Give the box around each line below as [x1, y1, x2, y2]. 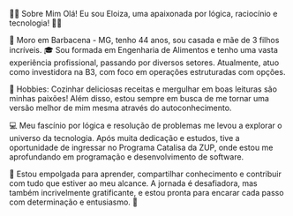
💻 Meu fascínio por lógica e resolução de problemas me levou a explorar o [9, 120, 282, 130]
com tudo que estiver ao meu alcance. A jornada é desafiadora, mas [9, 178, 258, 189]
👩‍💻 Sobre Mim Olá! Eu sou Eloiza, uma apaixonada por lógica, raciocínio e [9, 9, 278, 19]
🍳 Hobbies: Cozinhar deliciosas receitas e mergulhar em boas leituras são [9, 84, 278, 94]
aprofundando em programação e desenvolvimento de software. [9, 152, 244, 162]
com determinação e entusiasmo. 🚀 [9, 197, 139, 207]
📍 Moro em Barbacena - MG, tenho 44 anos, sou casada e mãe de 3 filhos [9, 35, 280, 45]
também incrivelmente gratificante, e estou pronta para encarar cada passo [9, 188, 284, 197]
